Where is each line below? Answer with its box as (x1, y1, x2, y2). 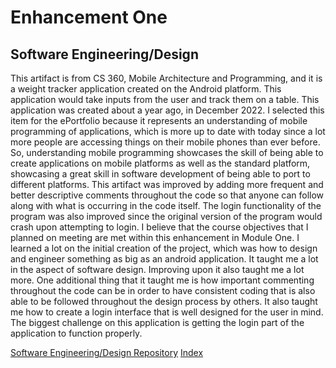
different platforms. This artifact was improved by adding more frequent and (10, 179, 324, 190)
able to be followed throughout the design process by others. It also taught (10, 296, 318, 307)
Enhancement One (10, 6, 168, 29)
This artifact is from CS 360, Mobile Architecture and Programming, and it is (10, 72, 323, 84)
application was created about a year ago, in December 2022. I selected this (10, 104, 325, 116)
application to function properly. (10, 327, 143, 339)
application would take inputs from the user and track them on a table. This (10, 94, 320, 105)
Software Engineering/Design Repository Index (10, 347, 204, 358)
